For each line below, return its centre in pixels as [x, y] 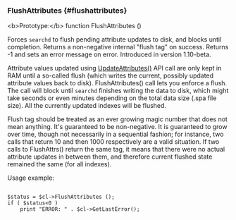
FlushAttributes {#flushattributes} [67, 11]
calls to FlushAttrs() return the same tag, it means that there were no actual [116, 149]
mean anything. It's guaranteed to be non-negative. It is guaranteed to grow [117, 127]
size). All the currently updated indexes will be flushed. [87, 106]
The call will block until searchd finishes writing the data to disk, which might [118, 91]
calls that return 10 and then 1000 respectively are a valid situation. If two [113, 142]
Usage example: [31, 178]
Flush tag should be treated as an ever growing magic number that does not [117, 119]
